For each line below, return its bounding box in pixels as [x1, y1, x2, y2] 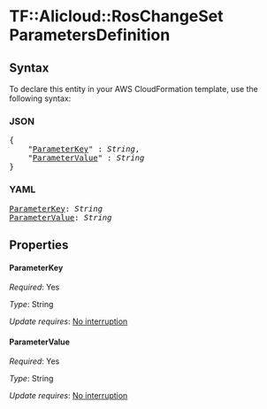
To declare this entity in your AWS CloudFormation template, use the [9, 84, 258, 94]
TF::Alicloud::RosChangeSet [9, 6, 224, 27]
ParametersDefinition [9, 25, 171, 45]
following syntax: [9, 93, 72, 104]
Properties [9, 237, 69, 252]
